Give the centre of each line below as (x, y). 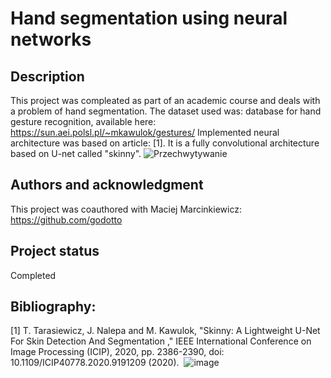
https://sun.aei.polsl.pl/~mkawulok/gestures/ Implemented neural (145, 132)
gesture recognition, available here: (83, 121)
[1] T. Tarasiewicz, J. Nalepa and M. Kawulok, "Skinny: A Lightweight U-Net (165, 331)
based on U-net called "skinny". (76, 153)
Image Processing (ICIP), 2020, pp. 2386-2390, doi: (117, 352)
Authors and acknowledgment (107, 185)
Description (47, 76)
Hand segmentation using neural (149, 18)
